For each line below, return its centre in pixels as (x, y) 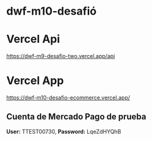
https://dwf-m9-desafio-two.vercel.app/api (61, 56)
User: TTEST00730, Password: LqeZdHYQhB (64, 131)
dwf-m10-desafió (52, 11)
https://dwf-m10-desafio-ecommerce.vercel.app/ (68, 98)
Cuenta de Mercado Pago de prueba (76, 117)
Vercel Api (33, 39)
